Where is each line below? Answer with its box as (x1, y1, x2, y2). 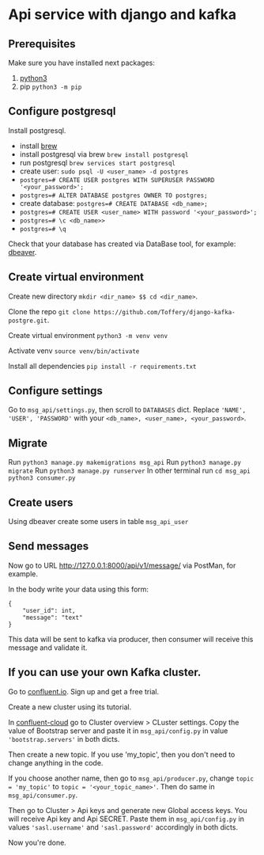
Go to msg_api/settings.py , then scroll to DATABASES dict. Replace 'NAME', (8, 405, 247, 415)
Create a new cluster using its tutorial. (8, 702, 132, 712)
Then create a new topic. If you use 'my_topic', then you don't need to (8, 750, 236, 759)
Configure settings (8, 384, 103, 397)
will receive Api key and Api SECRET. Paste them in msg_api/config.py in (8, 814, 245, 823)
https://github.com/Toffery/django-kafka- (93, 308, 236, 316)
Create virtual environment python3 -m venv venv (8, 330, 168, 340)
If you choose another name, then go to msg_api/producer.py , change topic (8, 773, 255, 783)
